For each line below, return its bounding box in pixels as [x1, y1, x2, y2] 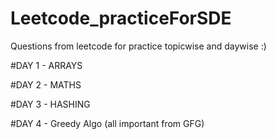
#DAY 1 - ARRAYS [10, 59, 83, 71]
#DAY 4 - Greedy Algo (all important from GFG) [10, 117, 205, 129]
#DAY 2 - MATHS [10, 78, 82, 91]
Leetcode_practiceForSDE [10, 7, 232, 30]
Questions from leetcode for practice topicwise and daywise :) [10, 40, 267, 52]
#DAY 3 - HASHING [10, 98, 91, 110]
